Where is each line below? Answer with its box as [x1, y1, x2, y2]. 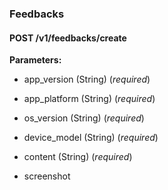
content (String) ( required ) [23, 151, 133, 163]
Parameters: [9, 54, 62, 66]
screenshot [23, 170, 71, 182]
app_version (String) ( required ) [23, 73, 151, 86]
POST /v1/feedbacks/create [9, 32, 127, 44]
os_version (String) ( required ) [23, 112, 145, 124]
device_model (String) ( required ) [23, 132, 159, 144]
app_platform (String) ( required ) [23, 93, 156, 105]
